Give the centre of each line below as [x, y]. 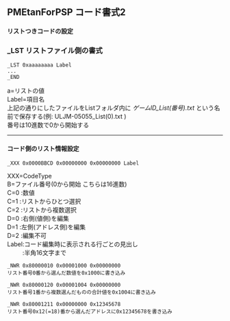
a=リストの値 [26, 91]
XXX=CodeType [30, 176]
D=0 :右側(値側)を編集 [38, 219]
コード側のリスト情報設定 [43, 148]
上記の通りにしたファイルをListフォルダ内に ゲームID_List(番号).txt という [111, 108]
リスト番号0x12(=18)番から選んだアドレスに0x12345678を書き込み [90, 312]
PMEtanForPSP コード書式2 [66, 12]
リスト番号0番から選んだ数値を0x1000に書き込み [66, 273]
